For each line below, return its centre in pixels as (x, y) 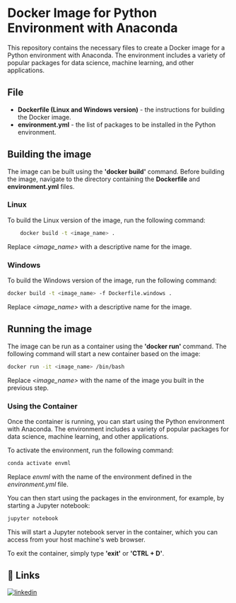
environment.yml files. (41, 186)
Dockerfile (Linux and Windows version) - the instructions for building (121, 109)
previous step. (28, 388)
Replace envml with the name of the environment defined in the (100, 476)
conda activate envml (39, 463)
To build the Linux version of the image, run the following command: (107, 220)
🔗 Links (24, 576)
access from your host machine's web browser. (77, 539)
